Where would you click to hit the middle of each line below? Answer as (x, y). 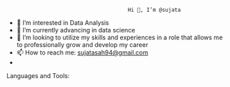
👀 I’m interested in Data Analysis (63, 23)
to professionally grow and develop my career (82, 45)
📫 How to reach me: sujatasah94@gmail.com (82, 52)
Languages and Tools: (38, 76)
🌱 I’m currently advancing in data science (76, 30)
